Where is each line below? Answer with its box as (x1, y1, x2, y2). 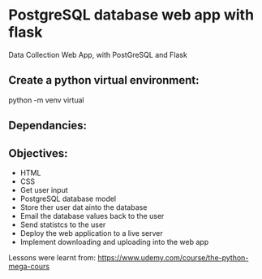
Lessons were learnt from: (8, 252, 97, 262)
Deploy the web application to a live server (19, 228, 164, 238)
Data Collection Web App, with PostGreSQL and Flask (8, 50, 188, 59)
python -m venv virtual (8, 95, 84, 105)
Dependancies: (8, 119, 88, 133)
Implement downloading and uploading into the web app (19, 237, 209, 246)
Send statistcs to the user (19, 220, 106, 229)
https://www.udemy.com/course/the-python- (97, 252, 249, 262)
